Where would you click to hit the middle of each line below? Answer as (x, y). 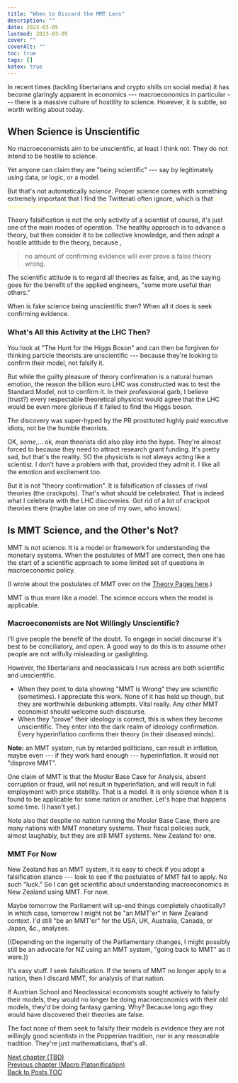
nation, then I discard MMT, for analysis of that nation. (86, 978)
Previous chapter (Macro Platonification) (66, 1065)
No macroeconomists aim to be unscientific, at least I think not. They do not (118, 149)
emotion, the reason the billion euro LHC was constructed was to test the (114, 384)
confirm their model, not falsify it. (56, 363)
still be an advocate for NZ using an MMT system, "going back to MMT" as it (119, 950)
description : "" (31, 21)
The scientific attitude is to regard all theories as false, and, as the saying (114, 278)
